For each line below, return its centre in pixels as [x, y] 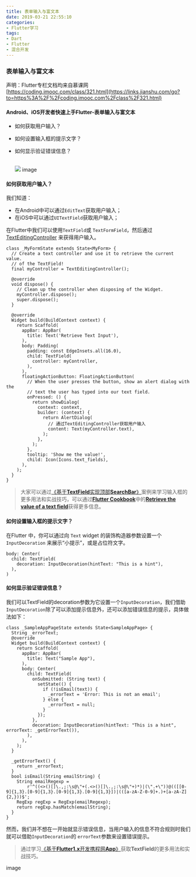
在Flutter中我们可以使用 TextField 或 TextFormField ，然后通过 [79, 230]
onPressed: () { [47, 397]
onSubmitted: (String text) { [69, 679]
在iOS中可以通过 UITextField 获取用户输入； [66, 218]
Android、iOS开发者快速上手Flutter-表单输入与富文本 [71, 112]
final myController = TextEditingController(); [71, 269]
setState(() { [54, 684]
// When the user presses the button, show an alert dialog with [109, 382]
